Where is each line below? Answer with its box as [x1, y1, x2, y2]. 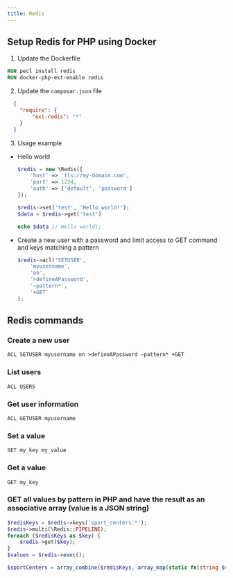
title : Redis [7, 10, 45, 17]
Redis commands [7, 314, 84, 327]
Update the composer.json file [17, 87, 102, 95]
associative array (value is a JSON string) [7, 504, 150, 513]
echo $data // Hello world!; [17, 223, 102, 230]
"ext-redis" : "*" [32, 113, 82, 120]
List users [7, 367, 42, 377]
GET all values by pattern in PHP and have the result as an [7, 495, 205, 504]
